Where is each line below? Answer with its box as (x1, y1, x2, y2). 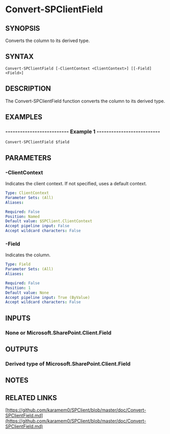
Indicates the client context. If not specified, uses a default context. (5, 181, 147, 186)
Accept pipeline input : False (5, 224, 70, 229)
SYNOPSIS (5, 24, 40, 33)
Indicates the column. (5, 252, 51, 258)
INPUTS (5, 314, 31, 322)
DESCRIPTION (5, 84, 51, 93)
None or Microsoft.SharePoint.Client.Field (5, 329, 112, 336)
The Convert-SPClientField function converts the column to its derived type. (5, 98, 165, 104)
